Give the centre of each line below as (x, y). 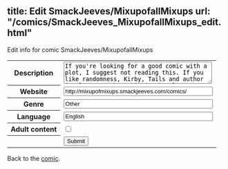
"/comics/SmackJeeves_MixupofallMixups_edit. (114, 23)
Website (34, 91)
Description (34, 73)
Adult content (34, 130)
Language (34, 117)
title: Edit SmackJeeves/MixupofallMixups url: (109, 11)
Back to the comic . (34, 158)
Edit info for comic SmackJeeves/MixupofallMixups (80, 50)
